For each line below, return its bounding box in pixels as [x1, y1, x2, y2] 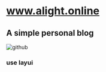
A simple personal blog [6, 28, 94, 38]
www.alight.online [6, 4, 100, 18]
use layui [6, 58, 34, 67]
